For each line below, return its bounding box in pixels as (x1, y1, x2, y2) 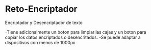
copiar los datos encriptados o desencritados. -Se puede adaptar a (5, 34, 141, 40)
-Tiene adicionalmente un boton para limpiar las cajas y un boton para (5, 29, 147, 35)
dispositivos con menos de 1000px (5, 39, 75, 45)
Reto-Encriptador (5, 3, 77, 15)
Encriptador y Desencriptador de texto (5, 20, 83, 25)
